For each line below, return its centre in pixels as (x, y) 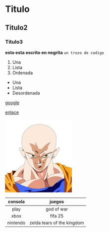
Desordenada (26, 93)
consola (16, 202)
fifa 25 (57, 216)
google (12, 103)
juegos (57, 202)
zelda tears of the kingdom (57, 223)
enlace (12, 112)
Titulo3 (14, 42)
